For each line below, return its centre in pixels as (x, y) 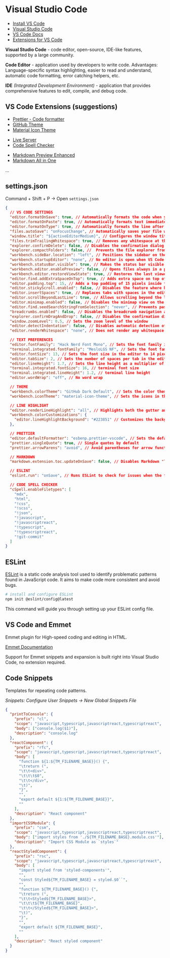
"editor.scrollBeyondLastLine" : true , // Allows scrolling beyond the (86, 298)
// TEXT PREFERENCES (31, 340)
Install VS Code (29, 23)
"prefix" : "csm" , (33, 828)
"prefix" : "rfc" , (33, 747)
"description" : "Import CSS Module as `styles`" (67, 842)
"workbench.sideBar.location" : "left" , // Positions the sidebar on (83, 255)
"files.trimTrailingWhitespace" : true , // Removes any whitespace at (84, 241)
